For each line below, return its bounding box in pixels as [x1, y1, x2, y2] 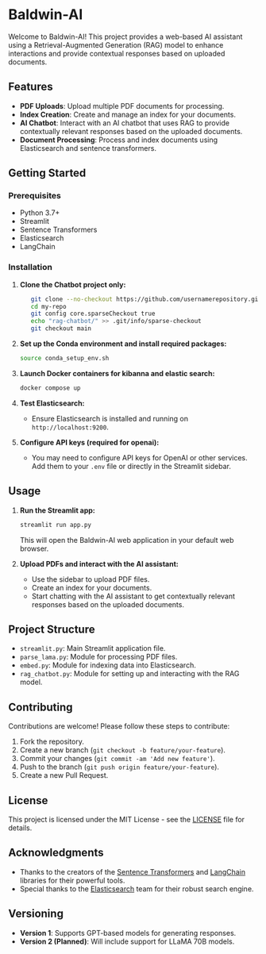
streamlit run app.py [19, 521, 91, 529]
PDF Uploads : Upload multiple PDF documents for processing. [19, 101, 225, 110]
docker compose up [19, 383, 81, 392]
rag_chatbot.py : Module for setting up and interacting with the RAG [19, 669, 240, 679]
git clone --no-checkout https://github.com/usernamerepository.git [30, 295, 262, 303]
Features [8, 80, 53, 94]
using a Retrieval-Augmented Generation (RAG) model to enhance [8, 40, 224, 49]
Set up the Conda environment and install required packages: [19, 339, 227, 348]
